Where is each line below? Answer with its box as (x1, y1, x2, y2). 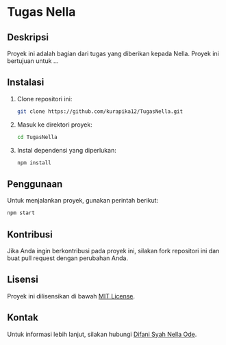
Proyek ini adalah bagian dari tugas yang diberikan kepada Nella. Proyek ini (7, 49, 219, 57)
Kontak (7, 312, 39, 324)
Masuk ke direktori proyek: (16, 120, 92, 129)
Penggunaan (7, 178, 63, 190)
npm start (7, 209, 36, 216)
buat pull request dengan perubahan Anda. (7, 254, 129, 262)
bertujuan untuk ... (7, 57, 59, 65)
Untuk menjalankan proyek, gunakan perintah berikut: (7, 196, 159, 205)
